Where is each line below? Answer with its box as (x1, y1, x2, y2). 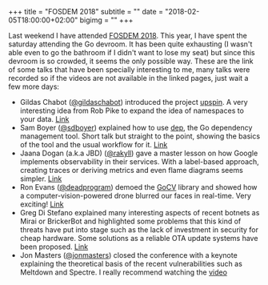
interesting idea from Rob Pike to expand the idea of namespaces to (19, 106, 244, 115)
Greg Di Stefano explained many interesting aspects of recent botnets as (19, 208, 260, 217)
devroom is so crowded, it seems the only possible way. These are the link (8, 56, 254, 66)
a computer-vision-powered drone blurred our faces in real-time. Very (19, 191, 252, 200)
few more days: (8, 82, 60, 91)
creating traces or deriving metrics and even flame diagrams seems (19, 166, 244, 175)
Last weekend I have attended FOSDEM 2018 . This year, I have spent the (8, 31, 248, 40)
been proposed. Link (19, 242, 89, 251)
